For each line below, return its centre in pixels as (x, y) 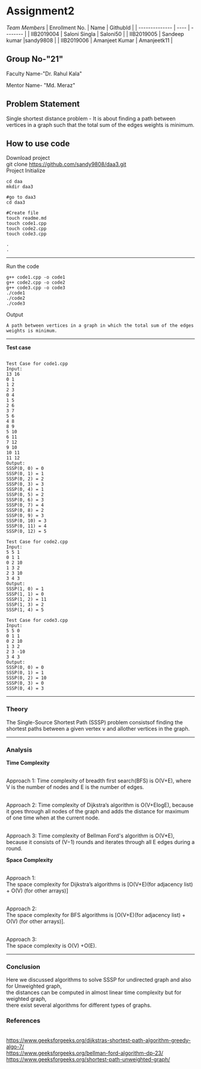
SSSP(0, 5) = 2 (25, 495)
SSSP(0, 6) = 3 (25, 500)
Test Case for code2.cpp (37, 542)
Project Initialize (26, 171)
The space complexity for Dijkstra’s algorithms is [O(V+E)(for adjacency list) (100, 884)
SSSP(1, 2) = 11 (26, 600)
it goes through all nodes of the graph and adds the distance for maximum (98, 811)
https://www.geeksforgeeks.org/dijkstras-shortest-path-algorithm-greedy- (99, 1040)
